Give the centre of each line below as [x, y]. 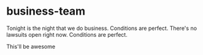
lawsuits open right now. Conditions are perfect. [67, 34]
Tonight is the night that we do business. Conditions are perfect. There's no [102, 28]
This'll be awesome [31, 46]
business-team [46, 11]
